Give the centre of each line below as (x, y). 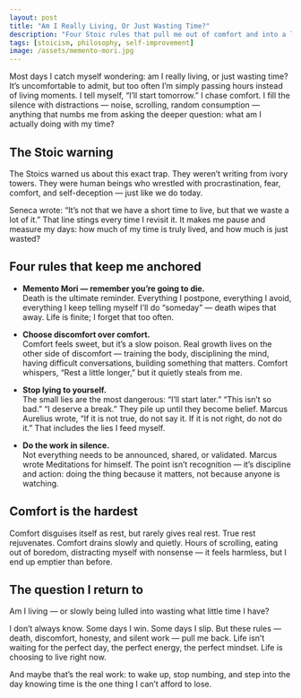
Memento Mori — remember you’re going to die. (113, 289)
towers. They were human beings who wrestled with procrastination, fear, (145, 183)
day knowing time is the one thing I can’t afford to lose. (111, 684)
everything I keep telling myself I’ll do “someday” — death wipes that (149, 307)
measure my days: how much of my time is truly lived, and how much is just (149, 228)
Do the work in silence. (66, 445)
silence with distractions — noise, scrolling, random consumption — (135, 105)
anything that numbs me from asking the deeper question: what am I (136, 115)
